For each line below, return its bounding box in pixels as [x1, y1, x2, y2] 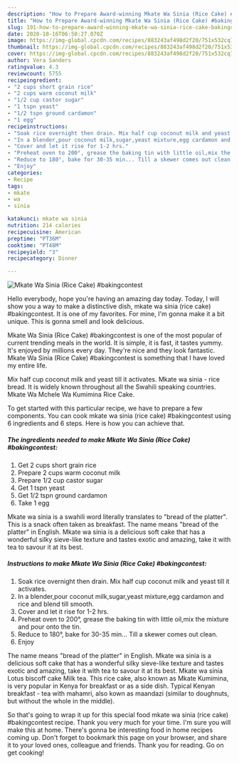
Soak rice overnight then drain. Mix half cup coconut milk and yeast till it [17, 577, 230, 586]
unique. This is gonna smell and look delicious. [7, 318, 144, 326]
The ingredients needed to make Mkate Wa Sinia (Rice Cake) [7, 435, 191, 444]
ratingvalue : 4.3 [7, 63, 59, 70]
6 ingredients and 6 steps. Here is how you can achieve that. [7, 419, 185, 428]
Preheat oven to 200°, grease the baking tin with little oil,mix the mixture [17, 615, 229, 624]
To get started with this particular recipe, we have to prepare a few [7, 404, 203, 413]
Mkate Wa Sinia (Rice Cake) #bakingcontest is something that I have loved [7, 354, 225, 362]
